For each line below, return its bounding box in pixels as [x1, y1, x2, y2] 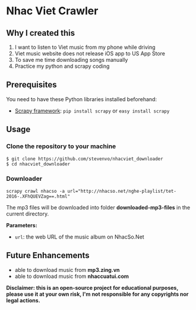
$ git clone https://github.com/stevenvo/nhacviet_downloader [6, 156, 163, 162]
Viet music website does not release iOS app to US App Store [14, 50, 165, 57]
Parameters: [6, 221, 37, 228]
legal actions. [6, 296, 40, 304]
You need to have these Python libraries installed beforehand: [6, 95, 157, 102]
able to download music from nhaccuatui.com [14, 273, 129, 280]
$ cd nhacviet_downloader [6, 161, 70, 167]
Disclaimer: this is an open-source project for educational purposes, [6, 284, 179, 291]
